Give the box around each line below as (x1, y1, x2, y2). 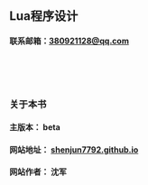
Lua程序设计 (9, 8, 79, 24)
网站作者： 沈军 (9, 166, 68, 178)
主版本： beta (9, 122, 60, 133)
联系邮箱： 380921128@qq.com (9, 35, 129, 46)
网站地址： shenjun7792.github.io (9, 143, 139, 155)
